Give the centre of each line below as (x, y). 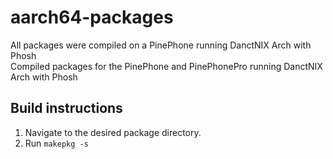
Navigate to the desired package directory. (113, 132)
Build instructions (66, 108)
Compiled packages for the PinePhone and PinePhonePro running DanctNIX (166, 66)
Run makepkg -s (56, 143)
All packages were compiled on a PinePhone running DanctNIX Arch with (161, 45)
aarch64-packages (92, 17)
